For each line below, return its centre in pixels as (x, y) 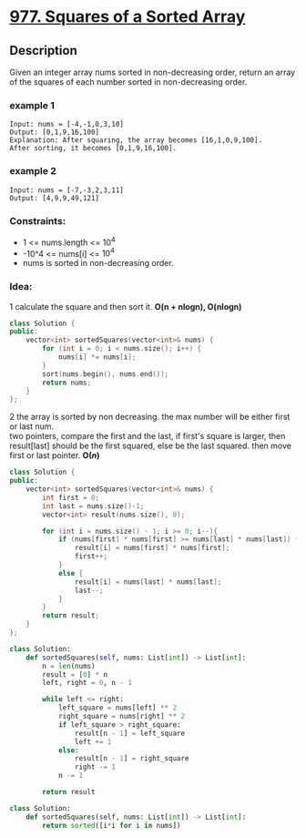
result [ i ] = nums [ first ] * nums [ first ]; (152, 548)
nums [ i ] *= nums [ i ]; (97, 357)
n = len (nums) (69, 666)
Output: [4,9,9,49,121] (55, 198)
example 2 (33, 171)
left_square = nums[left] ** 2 (117, 708)
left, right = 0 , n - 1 (87, 683)
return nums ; (67, 383)
